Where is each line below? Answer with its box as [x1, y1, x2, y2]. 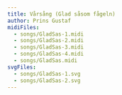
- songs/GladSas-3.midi [13, 44, 84, 51]
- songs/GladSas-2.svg [13, 76, 81, 84]
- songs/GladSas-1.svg [13, 70, 81, 77]
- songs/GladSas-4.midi [13, 51, 84, 58]
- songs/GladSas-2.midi [13, 37, 84, 44]
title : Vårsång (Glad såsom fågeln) [7, 10, 116, 18]
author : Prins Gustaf [7, 17, 72, 24]
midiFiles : [7, 24, 40, 31]
